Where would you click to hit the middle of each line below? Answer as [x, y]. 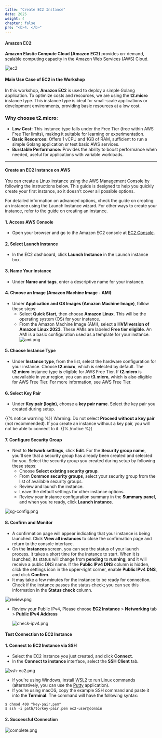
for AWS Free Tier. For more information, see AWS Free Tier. [72, 382]
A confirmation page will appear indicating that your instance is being [81, 533]
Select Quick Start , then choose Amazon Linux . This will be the [82, 314]
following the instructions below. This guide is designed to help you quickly [80, 186]
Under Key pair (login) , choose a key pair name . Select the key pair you [84, 404]
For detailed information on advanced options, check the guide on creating [79, 201]
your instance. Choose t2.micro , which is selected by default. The [78, 367]
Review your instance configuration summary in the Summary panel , [88, 497]
